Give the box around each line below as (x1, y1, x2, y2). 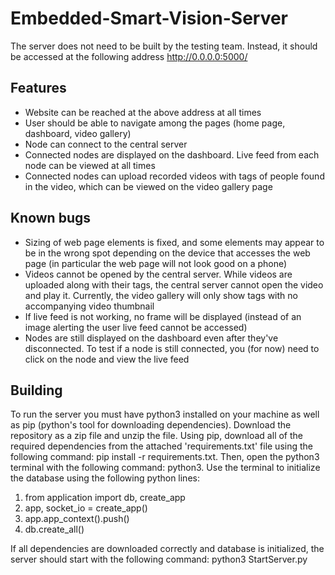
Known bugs (10, 210, 92, 227)
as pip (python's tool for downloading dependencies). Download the (10, 419, 292, 431)
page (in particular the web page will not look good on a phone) (24, 257, 288, 269)
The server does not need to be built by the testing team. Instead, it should (10, 40, 318, 52)
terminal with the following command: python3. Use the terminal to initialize (10, 462, 321, 474)
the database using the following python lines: (10, 472, 200, 484)
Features (10, 80, 67, 97)
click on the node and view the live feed (24, 353, 190, 365)
